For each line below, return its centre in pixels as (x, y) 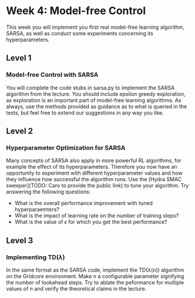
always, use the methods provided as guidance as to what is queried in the (97, 106)
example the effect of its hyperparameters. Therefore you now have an (92, 167)
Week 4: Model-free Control (76, 11)
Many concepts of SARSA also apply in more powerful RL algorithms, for (94, 160)
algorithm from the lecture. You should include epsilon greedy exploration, (96, 94)
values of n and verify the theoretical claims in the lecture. (76, 289)
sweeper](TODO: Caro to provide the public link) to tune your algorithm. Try (97, 186)
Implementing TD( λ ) (36, 257)
